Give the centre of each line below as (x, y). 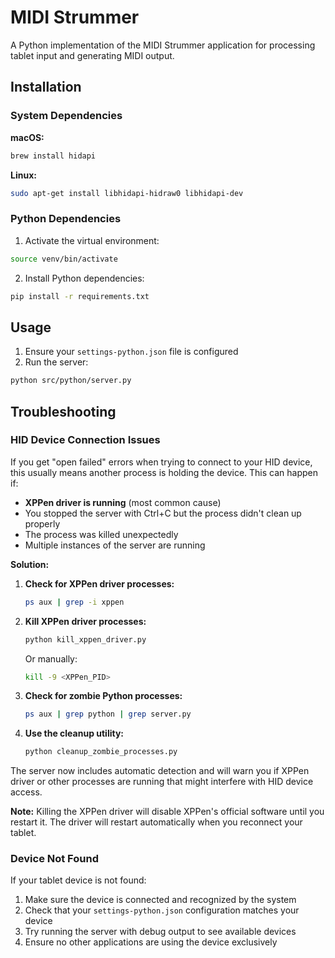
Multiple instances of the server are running (115, 545)
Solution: (30, 564)
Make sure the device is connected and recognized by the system (160, 900)
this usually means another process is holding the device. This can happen (164, 472)
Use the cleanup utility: (74, 733)
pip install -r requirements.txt (80, 296)
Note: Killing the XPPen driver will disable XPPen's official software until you (167, 812)
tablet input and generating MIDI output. (92, 55)
